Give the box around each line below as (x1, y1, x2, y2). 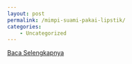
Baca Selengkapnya (7, 49, 65, 57)
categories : (7, 23, 42, 30)
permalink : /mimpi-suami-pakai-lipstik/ (7, 17, 126, 24)
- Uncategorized (19, 29, 67, 37)
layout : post (7, 10, 45, 17)
